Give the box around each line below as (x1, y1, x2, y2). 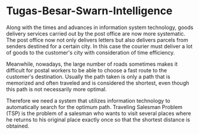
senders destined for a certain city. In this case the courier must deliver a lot (6, 43, 193, 50)
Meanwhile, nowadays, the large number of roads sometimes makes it (6, 60, 178, 68)
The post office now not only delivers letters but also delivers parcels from (6, 36, 188, 43)
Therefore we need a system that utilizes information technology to (6, 97, 170, 104)
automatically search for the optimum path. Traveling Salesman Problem (6, 103, 183, 110)
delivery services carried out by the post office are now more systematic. (6, 30, 186, 37)
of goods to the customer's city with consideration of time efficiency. (6, 49, 175, 56)
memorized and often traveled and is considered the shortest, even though (6, 79, 189, 87)
